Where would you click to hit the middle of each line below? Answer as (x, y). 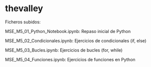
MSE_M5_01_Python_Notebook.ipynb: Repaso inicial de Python (68, 31)
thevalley (24, 8)
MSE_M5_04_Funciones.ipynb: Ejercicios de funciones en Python (70, 59)
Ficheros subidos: (23, 22)
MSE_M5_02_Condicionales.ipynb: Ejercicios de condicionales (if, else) (76, 41)
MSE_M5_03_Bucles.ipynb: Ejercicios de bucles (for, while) (64, 50)
